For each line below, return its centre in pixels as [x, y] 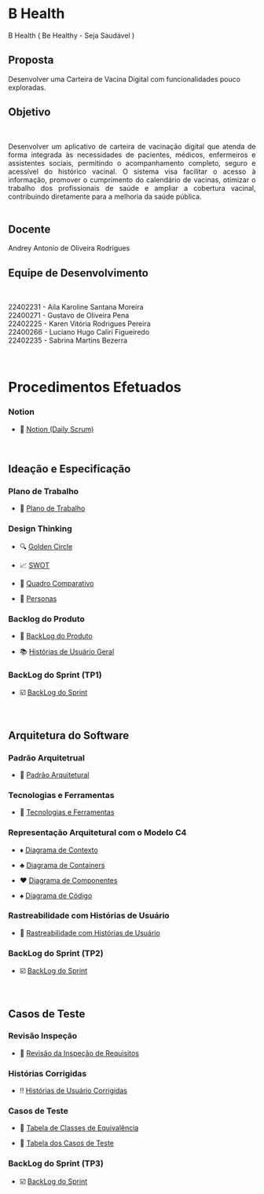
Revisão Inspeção [43, 1036]
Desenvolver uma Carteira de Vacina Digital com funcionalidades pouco [125, 79]
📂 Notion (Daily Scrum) [57, 429]
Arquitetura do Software [69, 735]
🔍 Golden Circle [46, 546]
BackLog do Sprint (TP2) [56, 953]
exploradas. [27, 87]
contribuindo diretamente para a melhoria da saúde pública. [105, 196]
